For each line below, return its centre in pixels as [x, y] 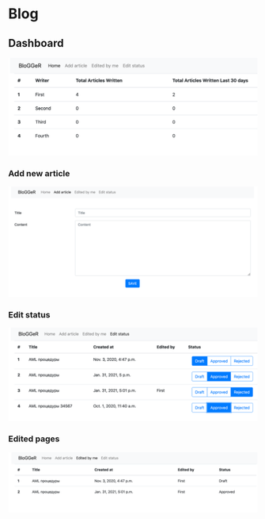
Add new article [39, 174]
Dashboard [36, 43]
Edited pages [34, 439]
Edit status [29, 315]
